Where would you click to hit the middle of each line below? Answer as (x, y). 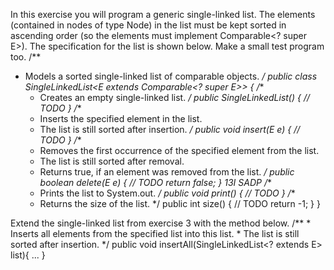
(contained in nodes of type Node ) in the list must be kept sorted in (148, 25)
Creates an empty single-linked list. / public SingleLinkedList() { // (175, 97)
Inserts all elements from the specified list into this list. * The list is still (155, 233)
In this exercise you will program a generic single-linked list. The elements (163, 14)
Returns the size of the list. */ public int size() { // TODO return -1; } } (180, 203)
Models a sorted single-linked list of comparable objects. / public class (171, 76)
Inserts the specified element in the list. (121, 118)
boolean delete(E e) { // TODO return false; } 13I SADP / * (155, 182)
